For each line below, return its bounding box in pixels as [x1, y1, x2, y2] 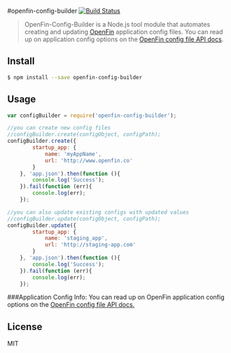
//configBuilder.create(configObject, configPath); [7, 131, 161, 138]
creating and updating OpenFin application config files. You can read [24, 28, 223, 36]
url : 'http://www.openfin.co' [44, 157, 133, 164]
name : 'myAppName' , [44, 151, 101, 158]
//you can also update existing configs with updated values [7, 209, 190, 216]
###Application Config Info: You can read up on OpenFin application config [7, 293, 225, 301]
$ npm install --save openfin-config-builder [7, 74, 142, 81]
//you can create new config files [7, 125, 111, 132]
